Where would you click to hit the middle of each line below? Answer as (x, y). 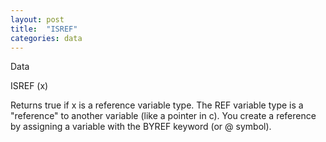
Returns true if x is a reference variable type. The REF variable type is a (157, 105)
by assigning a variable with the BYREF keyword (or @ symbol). (141, 127)
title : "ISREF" (44, 29)
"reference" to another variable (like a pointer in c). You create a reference (163, 116)
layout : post (37, 19)
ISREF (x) (29, 86)
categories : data (46, 38)
